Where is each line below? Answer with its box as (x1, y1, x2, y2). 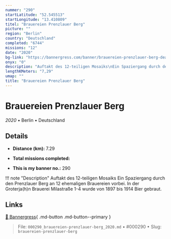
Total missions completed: (12, 155, 70, 161)
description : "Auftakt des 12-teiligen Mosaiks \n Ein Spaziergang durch (5, 64, 160, 69)
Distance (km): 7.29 (12, 145, 55, 152)
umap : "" (5, 74, 24, 79)
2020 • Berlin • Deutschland (5, 117, 65, 123)
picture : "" (5, 26, 31, 32)
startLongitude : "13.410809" (5, 17, 67, 22)
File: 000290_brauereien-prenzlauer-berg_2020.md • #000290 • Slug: (17, 224, 162, 230)
